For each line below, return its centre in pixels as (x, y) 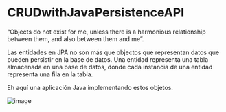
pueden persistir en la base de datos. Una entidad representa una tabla (108, 59)
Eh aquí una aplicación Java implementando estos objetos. (90, 87)
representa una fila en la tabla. (50, 74)
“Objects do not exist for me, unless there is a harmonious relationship (106, 32)
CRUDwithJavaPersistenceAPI (96, 13)
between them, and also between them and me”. (76, 38)
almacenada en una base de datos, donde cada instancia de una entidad (110, 67)
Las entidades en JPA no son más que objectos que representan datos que (113, 52)
